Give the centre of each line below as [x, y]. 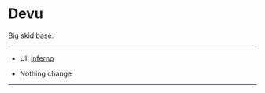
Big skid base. [31, 35]
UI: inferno [37, 58]
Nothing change [46, 73]
